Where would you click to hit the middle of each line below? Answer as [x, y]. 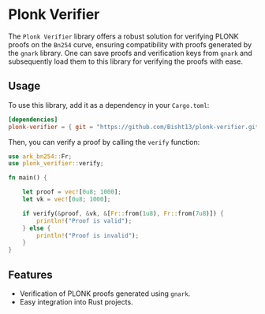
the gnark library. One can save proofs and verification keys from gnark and [130, 53]
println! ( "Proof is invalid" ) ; [88, 235]
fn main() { [28, 178]
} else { [37, 228]
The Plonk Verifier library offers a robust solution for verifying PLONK [123, 36]
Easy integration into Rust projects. [76, 301]
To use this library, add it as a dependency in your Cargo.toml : [109, 105]
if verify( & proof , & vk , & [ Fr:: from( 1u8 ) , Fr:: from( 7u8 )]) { [123, 213]
